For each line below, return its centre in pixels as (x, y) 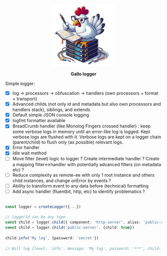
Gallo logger (83, 74)
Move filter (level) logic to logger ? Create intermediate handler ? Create (86, 159)
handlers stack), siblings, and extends (51, 110)
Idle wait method (30, 153)
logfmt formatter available (39, 121)
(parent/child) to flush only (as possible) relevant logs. (68, 142)
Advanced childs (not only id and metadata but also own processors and (87, 104)
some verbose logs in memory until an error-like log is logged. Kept (81, 132)
